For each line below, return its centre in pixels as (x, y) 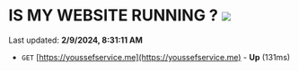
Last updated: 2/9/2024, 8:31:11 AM (75, 40)
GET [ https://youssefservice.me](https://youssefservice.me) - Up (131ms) (156, 57)
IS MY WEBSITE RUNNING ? (114, 16)
